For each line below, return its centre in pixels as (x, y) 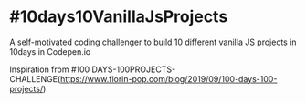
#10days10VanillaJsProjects (119, 17)
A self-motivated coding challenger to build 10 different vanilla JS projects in (153, 42)
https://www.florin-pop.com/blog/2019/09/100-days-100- (169, 78)
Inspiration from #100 (50, 69)
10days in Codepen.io (50, 51)
